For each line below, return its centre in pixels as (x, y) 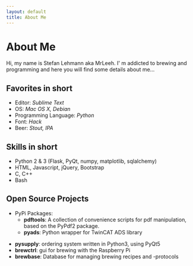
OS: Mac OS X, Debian (42, 109)
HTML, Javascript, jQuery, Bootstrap (59, 168)
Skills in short (32, 147)
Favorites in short (39, 88)
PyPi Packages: (34, 213)
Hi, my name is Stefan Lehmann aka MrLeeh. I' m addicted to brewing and (96, 63)
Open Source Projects (48, 199)
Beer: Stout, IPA (34, 128)
